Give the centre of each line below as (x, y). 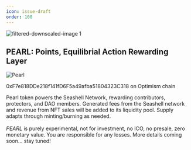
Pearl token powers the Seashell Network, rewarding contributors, (86, 97)
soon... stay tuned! (28, 141)
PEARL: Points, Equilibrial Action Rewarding (87, 52)
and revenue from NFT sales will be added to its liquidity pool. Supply (90, 110)
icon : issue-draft (28, 11)
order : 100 (19, 17)
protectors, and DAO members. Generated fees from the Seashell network (95, 104)
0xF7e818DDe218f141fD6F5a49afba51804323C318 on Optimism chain (91, 86)
